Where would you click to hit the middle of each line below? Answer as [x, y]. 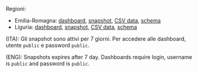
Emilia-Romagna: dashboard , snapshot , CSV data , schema [88, 20]
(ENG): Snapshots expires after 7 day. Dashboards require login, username [99, 57]
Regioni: [16, 9]
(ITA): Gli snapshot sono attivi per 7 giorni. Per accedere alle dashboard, [96, 39]
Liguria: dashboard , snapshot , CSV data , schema [76, 27]
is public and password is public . [48, 64]
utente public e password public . [48, 45]
